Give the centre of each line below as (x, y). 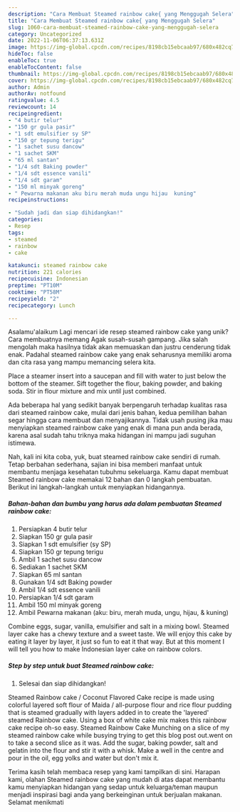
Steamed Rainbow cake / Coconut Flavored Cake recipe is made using (111, 698)
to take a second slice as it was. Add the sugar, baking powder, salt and (113, 743)
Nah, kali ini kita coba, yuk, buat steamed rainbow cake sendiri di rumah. (115, 457)
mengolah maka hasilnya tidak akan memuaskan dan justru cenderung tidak (119, 347)
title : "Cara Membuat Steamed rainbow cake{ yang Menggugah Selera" (112, 21)
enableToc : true (32, 61)
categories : (26, 220)
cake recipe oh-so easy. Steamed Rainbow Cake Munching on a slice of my (119, 728)
